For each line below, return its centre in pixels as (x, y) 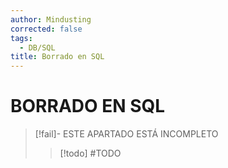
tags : (21, 38)
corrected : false (46, 29)
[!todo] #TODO (90, 153)
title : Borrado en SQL (57, 57)
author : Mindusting (51, 19)
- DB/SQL (37, 47)
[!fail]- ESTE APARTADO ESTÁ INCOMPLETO (126, 134)
